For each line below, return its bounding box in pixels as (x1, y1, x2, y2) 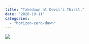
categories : (5, 16, 30, 21)
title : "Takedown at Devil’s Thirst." (5, 7, 85, 12)
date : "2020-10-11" (5, 12, 45, 16)
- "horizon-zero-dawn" (9, 20, 56, 26)
